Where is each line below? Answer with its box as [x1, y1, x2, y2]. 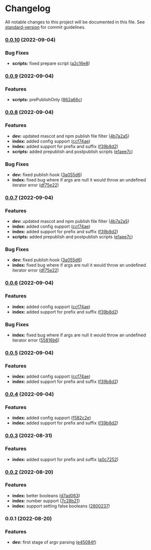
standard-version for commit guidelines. [5, 24, 86, 30]
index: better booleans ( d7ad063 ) [12, 493, 80, 498]
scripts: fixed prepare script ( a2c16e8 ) [12, 60, 90, 66]
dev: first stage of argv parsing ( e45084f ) [12, 539, 96, 545]
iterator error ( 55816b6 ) [12, 337, 60, 343]
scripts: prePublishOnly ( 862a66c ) [12, 97, 83, 103]
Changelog [5, 3, 51, 14]
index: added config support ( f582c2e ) [12, 415, 92, 421]
